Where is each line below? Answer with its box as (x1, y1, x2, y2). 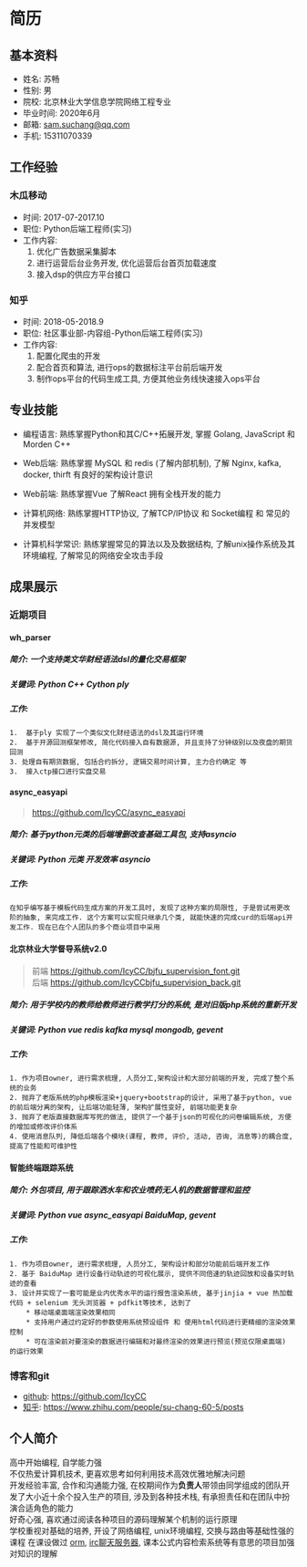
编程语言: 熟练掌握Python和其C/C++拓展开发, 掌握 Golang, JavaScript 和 (22, 428, 296, 439)
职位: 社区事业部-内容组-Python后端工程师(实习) (22, 327, 203, 338)
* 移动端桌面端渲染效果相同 (26, 1308, 116, 1317)
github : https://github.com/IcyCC (22, 1390, 148, 1401)
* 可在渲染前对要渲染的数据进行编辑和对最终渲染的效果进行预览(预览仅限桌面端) (26, 1337, 287, 1346)
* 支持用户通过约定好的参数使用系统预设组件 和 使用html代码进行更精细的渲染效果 (26, 1317, 296, 1327)
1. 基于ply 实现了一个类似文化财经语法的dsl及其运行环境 (9, 729, 204, 738)
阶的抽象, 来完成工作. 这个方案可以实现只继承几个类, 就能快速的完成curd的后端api (9, 913, 287, 922)
